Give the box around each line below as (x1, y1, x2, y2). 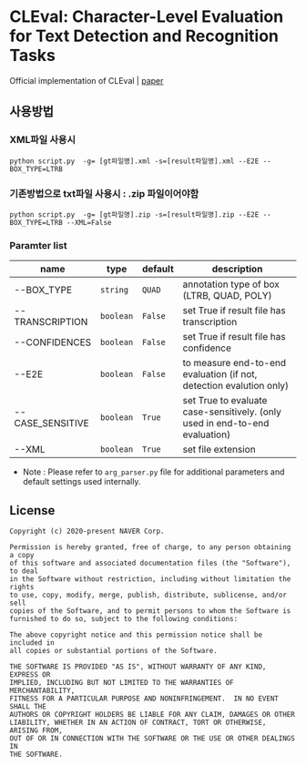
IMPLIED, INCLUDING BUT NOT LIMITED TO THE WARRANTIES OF (9, 679, 234, 688)
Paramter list (9, 239, 67, 251)
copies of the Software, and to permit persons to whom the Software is (9, 607, 291, 616)
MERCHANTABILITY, (9, 686, 76, 696)
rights (9, 583, 35, 592)
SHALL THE (9, 702, 47, 711)
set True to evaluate (182, 394, 268, 407)
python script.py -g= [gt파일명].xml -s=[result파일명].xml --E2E (9, 157, 260, 166)
